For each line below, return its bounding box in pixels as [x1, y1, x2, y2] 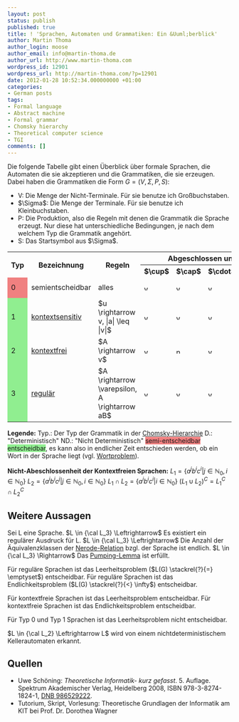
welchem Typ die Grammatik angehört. [17, 229, 132, 238]
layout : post [7, 10, 46, 18]
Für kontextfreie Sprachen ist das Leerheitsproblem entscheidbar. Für [7, 594, 211, 602]
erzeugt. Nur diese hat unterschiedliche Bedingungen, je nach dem [17, 221, 215, 230]
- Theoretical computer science [7, 130, 103, 137]
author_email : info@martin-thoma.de [7, 51, 116, 58]
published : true [7, 23, 55, 31]
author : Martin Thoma [7, 37, 72, 44]
